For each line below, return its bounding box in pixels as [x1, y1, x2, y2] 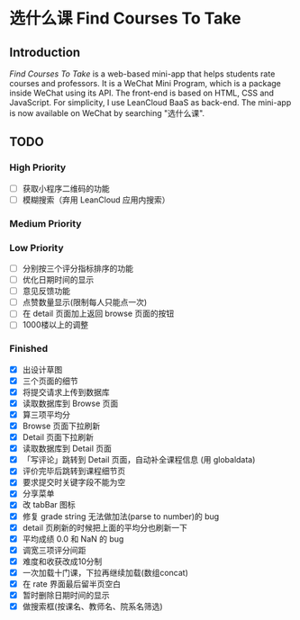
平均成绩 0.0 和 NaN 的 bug [22, 533, 124, 544]
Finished [9, 343, 49, 355]
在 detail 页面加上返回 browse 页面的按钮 [22, 308, 175, 319]
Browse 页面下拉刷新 [22, 420, 101, 432]
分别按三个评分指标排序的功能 [22, 263, 133, 274]
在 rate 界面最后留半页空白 [22, 578, 122, 589]
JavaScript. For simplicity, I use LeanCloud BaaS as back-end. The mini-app [9, 97, 292, 108]
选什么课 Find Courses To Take [9, 8, 241, 29]
